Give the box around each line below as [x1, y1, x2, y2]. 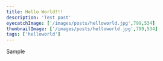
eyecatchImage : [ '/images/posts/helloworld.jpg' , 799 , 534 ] [6, 20, 155, 26]
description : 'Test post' [6, 14, 71, 21]
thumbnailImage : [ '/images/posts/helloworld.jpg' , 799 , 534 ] [6, 25, 158, 32]
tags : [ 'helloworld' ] [6, 31, 61, 37]
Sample [6, 48, 25, 55]
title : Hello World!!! [6, 8, 63, 15]
